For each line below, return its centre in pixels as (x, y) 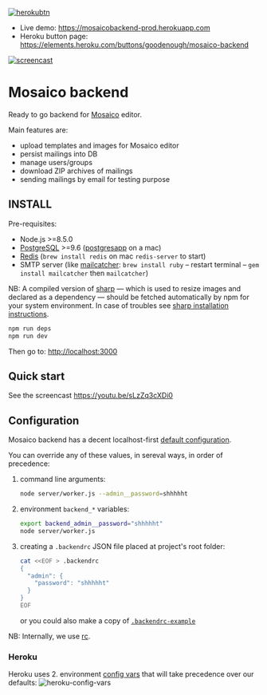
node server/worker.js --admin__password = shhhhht (104, 494)
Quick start (37, 376)
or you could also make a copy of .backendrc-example (108, 620)
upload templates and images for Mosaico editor (99, 145)
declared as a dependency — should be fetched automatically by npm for (129, 297)
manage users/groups (56, 162)
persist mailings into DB (59, 154)
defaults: (23, 683)
